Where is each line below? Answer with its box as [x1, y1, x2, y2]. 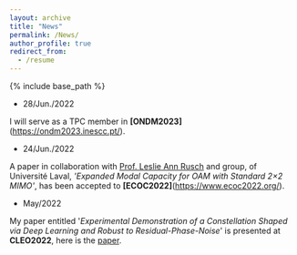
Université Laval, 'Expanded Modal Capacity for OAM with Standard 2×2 [9, 170, 283, 181]
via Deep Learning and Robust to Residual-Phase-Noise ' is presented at [9, 225, 281, 236]
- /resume [17, 56, 55, 65]
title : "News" [9, 22, 64, 31]
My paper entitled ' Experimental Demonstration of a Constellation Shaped [9, 216, 289, 226]
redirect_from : [9, 47, 67, 56]
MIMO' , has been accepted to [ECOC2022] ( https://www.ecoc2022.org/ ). [9, 180, 285, 191]
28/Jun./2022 [22, 98, 75, 109]
